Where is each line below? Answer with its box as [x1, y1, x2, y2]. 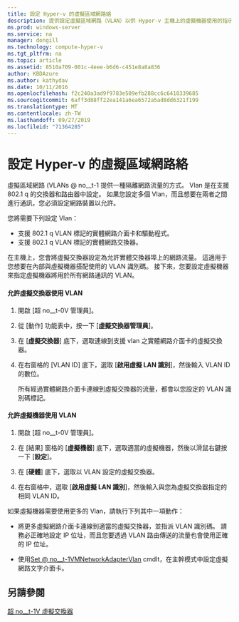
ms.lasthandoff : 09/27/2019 [7, 116, 91, 123]
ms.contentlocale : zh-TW [7, 110, 81, 117]
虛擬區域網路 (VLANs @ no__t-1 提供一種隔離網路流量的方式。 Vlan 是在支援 [7, 181, 230, 190]
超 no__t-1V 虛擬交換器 [7, 607, 73, 616]
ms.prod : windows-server [7, 24, 81, 31]
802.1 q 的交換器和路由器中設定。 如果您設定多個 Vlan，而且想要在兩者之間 [7, 190, 228, 198]
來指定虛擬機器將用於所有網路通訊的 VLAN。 [7, 271, 139, 280]
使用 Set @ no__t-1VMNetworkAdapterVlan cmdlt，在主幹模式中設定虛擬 [17, 554, 229, 564]
